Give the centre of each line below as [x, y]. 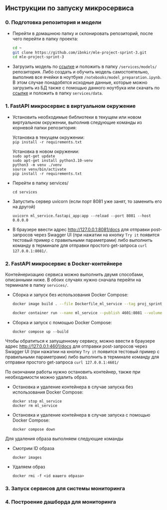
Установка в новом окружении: [46, 151]
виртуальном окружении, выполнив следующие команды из [77, 122]
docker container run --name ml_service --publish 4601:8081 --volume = [88, 313]
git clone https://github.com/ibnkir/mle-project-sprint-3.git [80, 52]
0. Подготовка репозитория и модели [53, 22]
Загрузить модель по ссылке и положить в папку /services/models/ [84, 66]
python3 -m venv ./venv [37, 165]
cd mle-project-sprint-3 [38, 57]
